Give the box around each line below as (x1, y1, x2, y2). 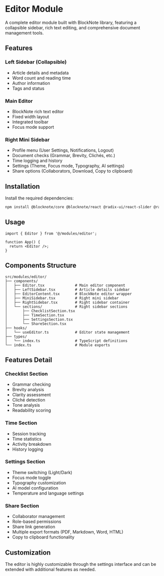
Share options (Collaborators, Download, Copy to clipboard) (12, 168, 133, 174)
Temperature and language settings (12, 490, 84, 496)
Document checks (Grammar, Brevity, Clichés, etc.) (12, 153, 116, 159)
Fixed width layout (12, 114, 49, 119)
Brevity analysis (12, 387, 44, 393)
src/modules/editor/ (5, 274, 47, 279)
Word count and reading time (12, 75, 71, 81)
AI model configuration (12, 485, 59, 491)
